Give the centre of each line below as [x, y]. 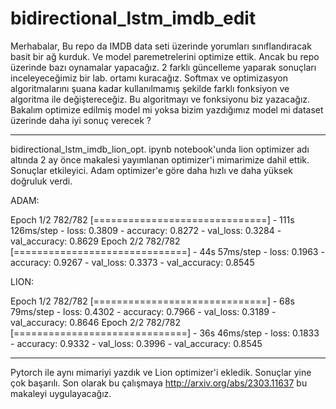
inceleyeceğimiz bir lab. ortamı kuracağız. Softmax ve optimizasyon [149, 78]
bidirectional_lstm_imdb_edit [133, 18]
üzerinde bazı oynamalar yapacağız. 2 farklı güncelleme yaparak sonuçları [163, 67]
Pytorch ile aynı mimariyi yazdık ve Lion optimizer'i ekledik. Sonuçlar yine [161, 372]
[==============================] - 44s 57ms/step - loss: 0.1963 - [167, 251]
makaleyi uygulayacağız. [61, 393]
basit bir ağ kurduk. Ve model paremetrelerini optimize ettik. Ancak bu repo [165, 56]
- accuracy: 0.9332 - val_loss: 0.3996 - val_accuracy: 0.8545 [136, 343]
